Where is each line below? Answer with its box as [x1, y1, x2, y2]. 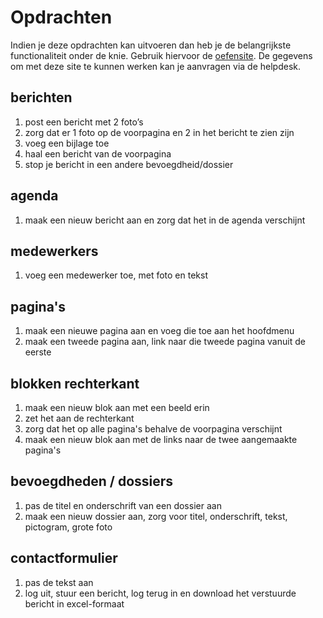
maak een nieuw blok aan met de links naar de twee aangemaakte [24, 434, 298, 445]
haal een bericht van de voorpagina [24, 147, 172, 160]
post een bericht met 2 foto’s [24, 116, 144, 128]
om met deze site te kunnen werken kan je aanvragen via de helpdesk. [10, 60, 301, 72]
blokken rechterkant [10, 375, 140, 392]
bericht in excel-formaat [24, 597, 125, 610]
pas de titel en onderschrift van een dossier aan [24, 499, 222, 511]
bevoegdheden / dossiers [10, 473, 174, 490]
